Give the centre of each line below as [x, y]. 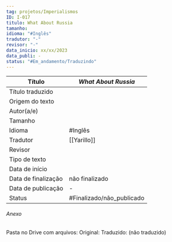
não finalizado [89, 178]
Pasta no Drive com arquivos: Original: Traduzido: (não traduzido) [86, 232]
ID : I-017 [18, 17]
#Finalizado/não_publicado [107, 198]
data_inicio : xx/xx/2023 [37, 51]
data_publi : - [24, 56]
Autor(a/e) [24, 111]
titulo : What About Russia [39, 23]
